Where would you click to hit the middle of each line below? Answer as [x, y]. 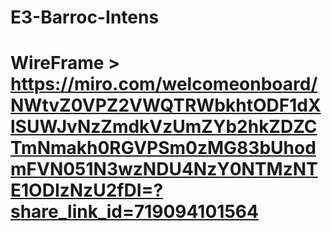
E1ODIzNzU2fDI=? [87, 190]
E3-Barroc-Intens [85, 17]
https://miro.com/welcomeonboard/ [164, 84]
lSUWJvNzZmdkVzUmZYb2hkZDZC [164, 127]
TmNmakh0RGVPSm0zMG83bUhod [163, 148]
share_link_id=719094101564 [134, 212]
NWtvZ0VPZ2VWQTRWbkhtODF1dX [166, 105]
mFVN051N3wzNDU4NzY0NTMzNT [164, 169]
